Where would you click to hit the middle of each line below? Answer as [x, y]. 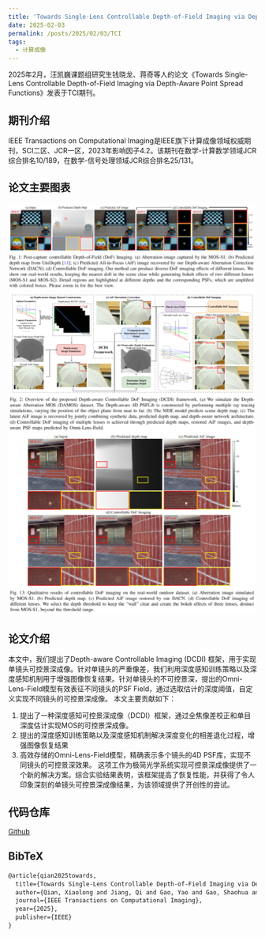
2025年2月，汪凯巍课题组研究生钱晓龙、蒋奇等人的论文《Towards [116, 74]
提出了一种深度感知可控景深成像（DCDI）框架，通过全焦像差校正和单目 [135, 716]
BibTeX [26, 857]
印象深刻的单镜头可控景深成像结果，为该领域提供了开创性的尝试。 [127, 785]
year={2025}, [37, 909]
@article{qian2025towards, [52, 875]
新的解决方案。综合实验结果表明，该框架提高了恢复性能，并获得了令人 [140, 775]
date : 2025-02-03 [37, 25]
